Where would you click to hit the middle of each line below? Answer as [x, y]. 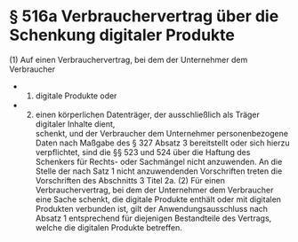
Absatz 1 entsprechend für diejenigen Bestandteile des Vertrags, [153, 218]
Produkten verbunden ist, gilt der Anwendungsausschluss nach [152, 208]
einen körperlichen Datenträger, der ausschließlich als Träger [148, 114]
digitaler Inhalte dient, [75, 124]
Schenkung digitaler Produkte [122, 35]
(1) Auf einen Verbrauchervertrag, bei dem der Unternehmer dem [129, 59]
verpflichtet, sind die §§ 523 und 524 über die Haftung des [143, 152]
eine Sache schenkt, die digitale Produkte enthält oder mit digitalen [158, 199]
